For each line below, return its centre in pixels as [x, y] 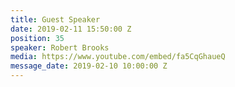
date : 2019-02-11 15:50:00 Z [71, 29]
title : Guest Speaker [55, 19]
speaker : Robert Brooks [60, 47]
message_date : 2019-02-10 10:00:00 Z [89, 66]
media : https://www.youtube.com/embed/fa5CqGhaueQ [118, 57]
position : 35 [37, 38]
